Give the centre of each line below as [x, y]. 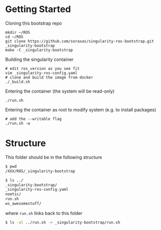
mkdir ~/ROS [18, 32]
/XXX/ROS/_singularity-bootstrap [40, 171]
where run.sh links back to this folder [44, 213]
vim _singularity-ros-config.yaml [42, 73]
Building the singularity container [39, 59]
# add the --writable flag [33, 119]
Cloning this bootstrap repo [33, 23]
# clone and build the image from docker [49, 77]
